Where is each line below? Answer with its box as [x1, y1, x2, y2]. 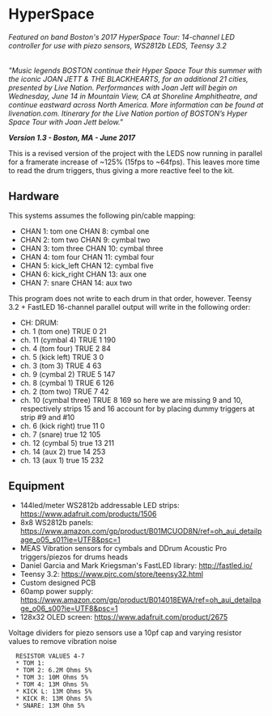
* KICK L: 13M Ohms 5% [15, 688, 92, 696]
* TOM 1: [15, 659, 45, 667]
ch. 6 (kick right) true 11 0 [19, 422, 105, 431]
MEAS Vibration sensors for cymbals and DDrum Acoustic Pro [19, 544, 227, 553]
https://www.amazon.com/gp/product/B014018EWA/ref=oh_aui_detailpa [19, 595, 261, 605]
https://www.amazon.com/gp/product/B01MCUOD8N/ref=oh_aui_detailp [19, 527, 262, 536]
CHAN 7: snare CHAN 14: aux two [19, 278, 133, 288]
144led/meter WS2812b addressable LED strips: [19, 501, 180, 511]
